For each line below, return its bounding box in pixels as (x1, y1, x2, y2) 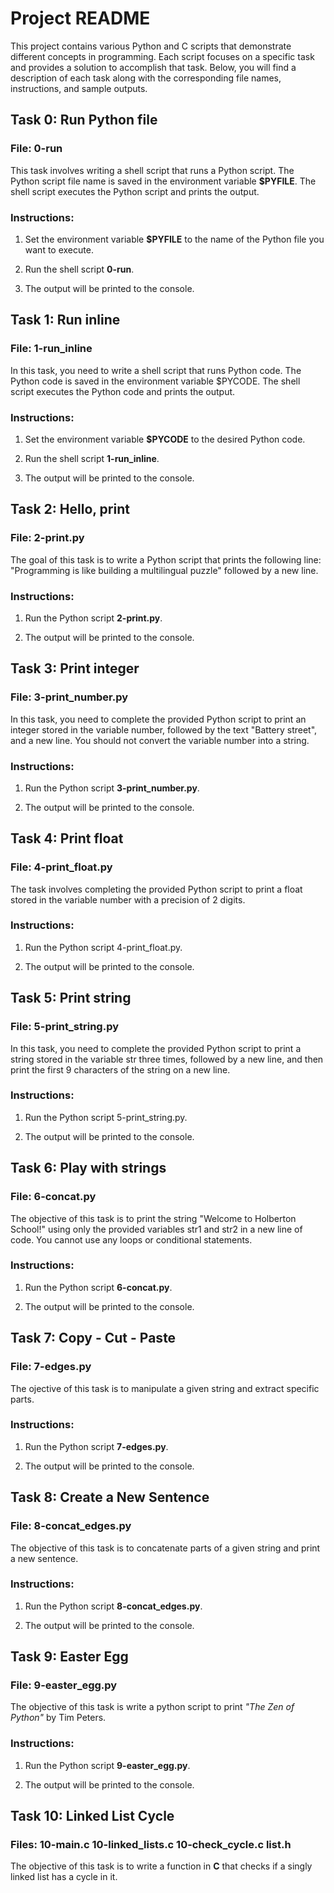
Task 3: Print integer (10, 660, 140, 677)
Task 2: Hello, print (10, 501, 130, 518)
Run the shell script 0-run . (24, 263, 135, 275)
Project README (10, 7, 151, 30)
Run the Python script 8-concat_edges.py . (24, 1600, 203, 1612)
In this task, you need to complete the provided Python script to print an (10, 713, 307, 725)
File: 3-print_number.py (10, 690, 129, 704)
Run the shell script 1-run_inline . (24, 452, 160, 464)
